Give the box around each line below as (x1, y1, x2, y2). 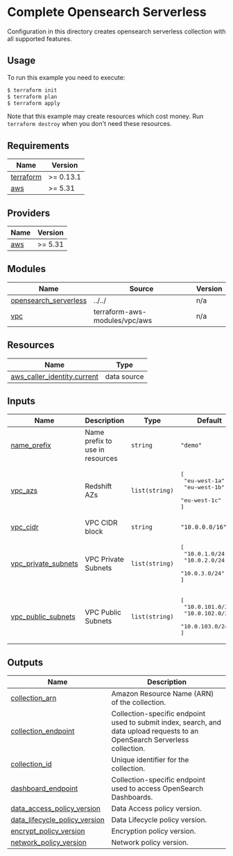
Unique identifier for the (111, 755, 189, 765)
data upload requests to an (111, 727, 199, 736)
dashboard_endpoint (10, 784, 78, 793)
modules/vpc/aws (93, 315, 153, 325)
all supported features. (7, 34, 72, 42)
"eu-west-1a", (183, 477, 229, 484)
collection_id (10, 759, 52, 769)
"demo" (180, 441, 202, 450)
